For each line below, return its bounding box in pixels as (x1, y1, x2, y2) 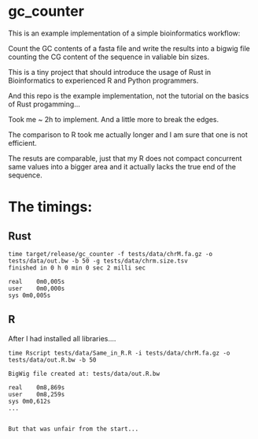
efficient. (8, 138, 37, 147)
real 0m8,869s (8, 383, 65, 392)
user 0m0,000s (8, 285, 65, 292)
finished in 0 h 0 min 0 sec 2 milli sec (8, 263, 146, 272)
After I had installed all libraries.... (8, 333, 116, 343)
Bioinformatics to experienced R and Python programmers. (8, 76, 199, 85)
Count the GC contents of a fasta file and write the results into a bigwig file (8, 43, 250, 53)
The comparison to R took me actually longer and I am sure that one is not (8, 129, 248, 140)
